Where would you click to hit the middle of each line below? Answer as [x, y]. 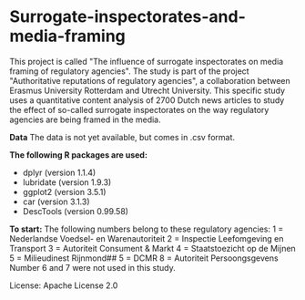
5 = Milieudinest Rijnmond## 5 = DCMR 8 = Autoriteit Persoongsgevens [144, 258]
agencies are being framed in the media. [85, 119]
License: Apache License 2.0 [64, 285]
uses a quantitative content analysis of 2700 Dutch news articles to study [147, 100]
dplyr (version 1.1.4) [59, 172]
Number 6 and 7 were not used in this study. [92, 267]
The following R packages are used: [79, 155]
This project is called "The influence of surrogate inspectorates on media [147, 61]
